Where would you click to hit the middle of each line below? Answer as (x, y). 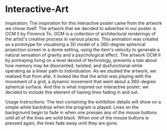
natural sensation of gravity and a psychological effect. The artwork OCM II (83, 55)
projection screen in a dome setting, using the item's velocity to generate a (82, 49)
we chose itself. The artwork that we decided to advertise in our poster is (81, 28)
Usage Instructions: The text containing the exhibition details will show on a (83, 101)
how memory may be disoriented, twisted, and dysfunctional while (74, 65)
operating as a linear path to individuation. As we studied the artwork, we (81, 70)
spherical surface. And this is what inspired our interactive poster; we (77, 86)
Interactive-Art (37, 9)
